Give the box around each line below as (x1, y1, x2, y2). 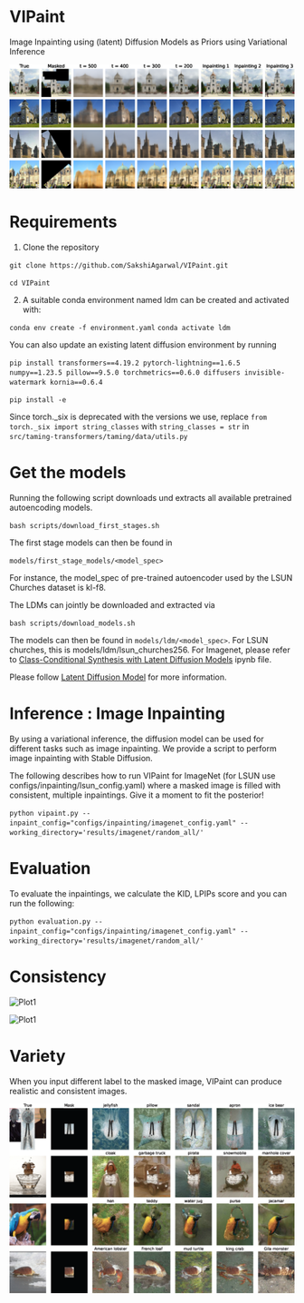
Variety (9, 1045, 66, 1066)
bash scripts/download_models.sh (9, 619, 136, 628)
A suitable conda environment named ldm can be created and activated (22, 294, 290, 305)
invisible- (243, 367, 285, 377)
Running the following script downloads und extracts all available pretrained (9, 492, 292, 503)
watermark (9, 377, 47, 387)
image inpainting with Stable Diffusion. (9, 752, 154, 763)
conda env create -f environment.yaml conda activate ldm (9, 323, 231, 332)
